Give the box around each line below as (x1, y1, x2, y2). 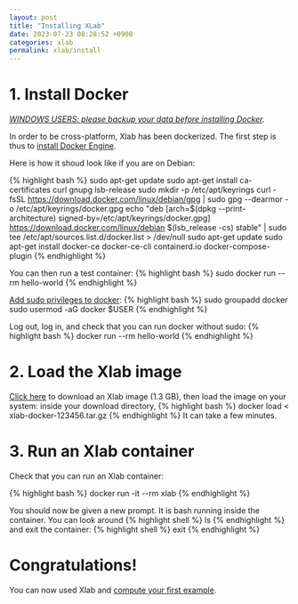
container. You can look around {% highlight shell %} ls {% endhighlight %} (9, 514, 286, 525)
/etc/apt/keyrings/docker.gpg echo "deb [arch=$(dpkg (16, 204, 216, 214)
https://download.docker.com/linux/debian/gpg (28, 194, 201, 205)
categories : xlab (9, 37, 74, 47)
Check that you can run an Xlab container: (9, 471, 165, 481)
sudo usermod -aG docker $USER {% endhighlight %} (9, 304, 208, 315)
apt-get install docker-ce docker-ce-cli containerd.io (9, 241, 202, 252)
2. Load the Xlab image (9, 362, 182, 383)
